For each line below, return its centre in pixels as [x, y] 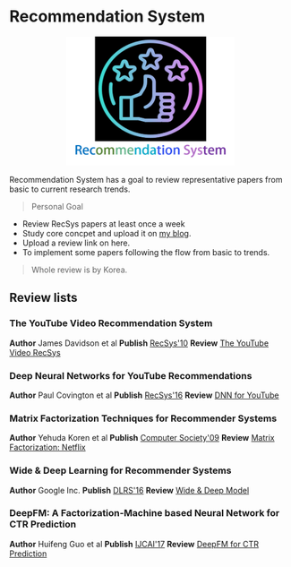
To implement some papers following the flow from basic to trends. [146, 252]
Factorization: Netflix [48, 447]
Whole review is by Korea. [79, 270]
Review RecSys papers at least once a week [103, 223]
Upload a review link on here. [76, 243]
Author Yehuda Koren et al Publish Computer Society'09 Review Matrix [142, 438]
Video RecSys [35, 352]
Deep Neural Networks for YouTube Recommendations [131, 375]
